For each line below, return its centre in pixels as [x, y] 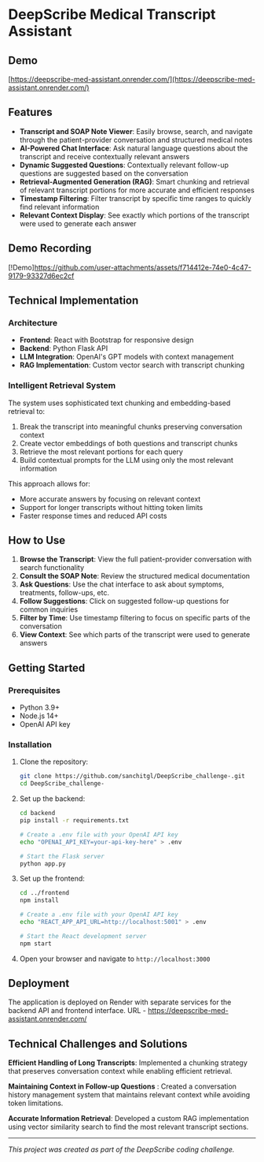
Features [30, 112]
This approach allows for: [49, 483]
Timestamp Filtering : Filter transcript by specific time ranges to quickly [135, 198]
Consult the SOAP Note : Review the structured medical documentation [134, 576]
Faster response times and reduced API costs [93, 516]
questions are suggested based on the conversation [104, 173]
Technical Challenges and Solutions [98, 1043]
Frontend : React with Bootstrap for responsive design [106, 340]
